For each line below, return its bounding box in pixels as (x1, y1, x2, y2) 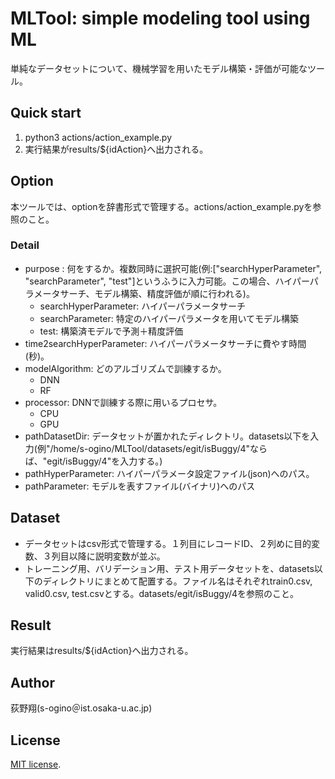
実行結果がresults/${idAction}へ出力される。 (24, 143, 209, 155)
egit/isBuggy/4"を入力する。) (46, 455, 163, 467)
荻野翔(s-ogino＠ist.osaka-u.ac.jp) (10, 702, 153, 714)
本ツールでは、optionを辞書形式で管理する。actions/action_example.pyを (10, 200, 313, 212)
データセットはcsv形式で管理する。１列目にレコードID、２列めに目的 (24, 537, 312, 549)
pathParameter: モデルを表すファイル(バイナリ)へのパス (24, 480, 256, 492)
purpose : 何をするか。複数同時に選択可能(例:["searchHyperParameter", (24, 262, 323, 274)
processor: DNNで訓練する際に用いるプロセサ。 (24, 396, 223, 408)
